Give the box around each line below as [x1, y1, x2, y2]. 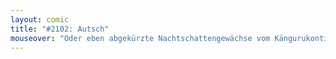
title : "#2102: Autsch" [10, 24, 110, 34]
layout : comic [10, 14, 70, 25]
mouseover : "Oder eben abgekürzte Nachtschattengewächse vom [10, 33, 271, 43]
